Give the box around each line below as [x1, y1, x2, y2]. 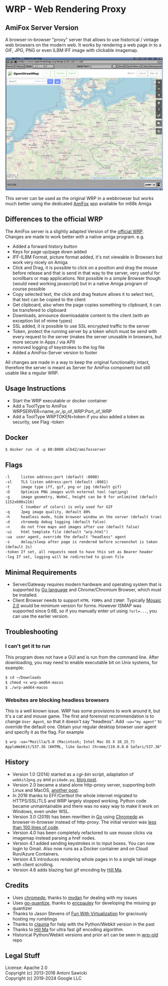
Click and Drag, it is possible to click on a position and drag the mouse [12, 264, 157, 270]
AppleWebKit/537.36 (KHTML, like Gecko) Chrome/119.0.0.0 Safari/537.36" [5, 744, 162, 749]
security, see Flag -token [12, 419, 64, 425]
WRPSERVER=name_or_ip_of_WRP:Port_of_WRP [12, 408, 112, 414]
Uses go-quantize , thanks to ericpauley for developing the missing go [12, 900, 156, 906]
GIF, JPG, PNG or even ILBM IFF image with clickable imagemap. [5, 47, 138, 53]
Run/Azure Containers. [12, 851, 59, 857]
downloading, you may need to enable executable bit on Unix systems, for [5, 659, 158, 665]
